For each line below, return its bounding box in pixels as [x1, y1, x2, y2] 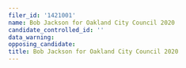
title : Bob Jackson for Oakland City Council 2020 [8, 48, 179, 55]
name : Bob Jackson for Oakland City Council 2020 [8, 19, 176, 27]
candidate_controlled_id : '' [8, 26, 104, 34]
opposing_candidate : [8, 41, 77, 48]
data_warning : [8, 33, 55, 41]
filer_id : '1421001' [8, 11, 77, 20]
